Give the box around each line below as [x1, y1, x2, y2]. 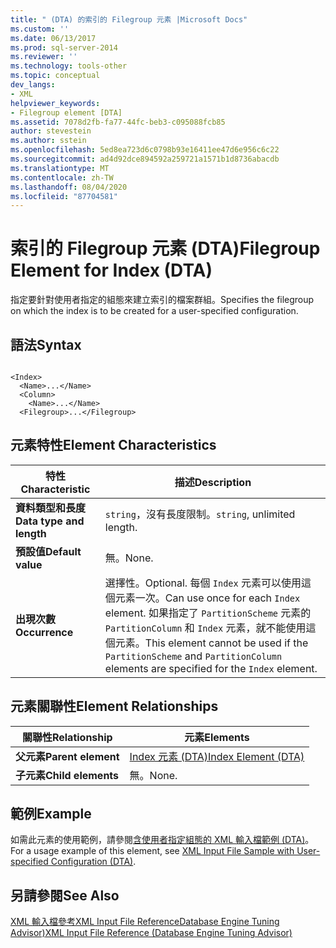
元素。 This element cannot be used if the [114, 636, 309, 650]
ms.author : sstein [10, 136, 87, 146]
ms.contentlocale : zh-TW [10, 172, 114, 183]
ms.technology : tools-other [10, 61, 128, 71]
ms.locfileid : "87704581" [10, 191, 118, 201]
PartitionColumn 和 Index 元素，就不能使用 [104, 621, 307, 635]
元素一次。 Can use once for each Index [114, 591, 301, 605]
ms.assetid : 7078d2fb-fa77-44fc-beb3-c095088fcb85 [10, 117, 226, 127]
